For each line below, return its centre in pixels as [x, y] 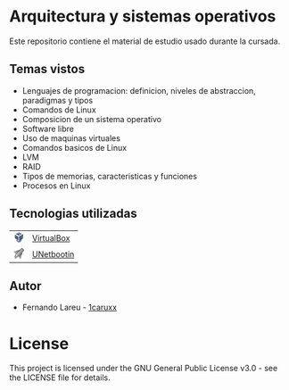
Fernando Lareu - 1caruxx [70, 307]
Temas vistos [47, 69]
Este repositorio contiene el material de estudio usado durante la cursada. [145, 41]
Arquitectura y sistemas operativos [143, 17]
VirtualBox [51, 238]
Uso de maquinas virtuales [71, 138]
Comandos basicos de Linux [74, 147]
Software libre [48, 129]
